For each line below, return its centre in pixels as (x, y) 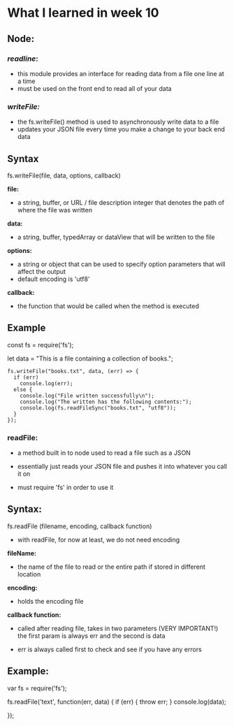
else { (23, 389)
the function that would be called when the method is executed (108, 306)
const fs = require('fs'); (41, 344)
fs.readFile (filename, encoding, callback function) (80, 526)
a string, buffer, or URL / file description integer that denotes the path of (121, 202)
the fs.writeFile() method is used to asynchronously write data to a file (118, 122)
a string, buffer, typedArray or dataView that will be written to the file (116, 237)
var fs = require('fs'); (37, 688)
